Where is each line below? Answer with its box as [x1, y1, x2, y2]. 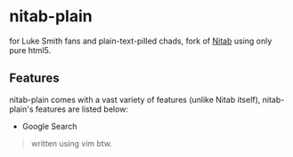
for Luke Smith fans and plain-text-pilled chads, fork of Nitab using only [9, 35, 273, 46]
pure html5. [9, 44, 52, 55]
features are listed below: [35, 104, 129, 114]
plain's [9, 104, 34, 114]
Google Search [21, 121, 77, 131]
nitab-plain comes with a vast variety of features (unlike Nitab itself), [9, 94, 261, 105]
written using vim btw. [30, 137, 113, 148]
